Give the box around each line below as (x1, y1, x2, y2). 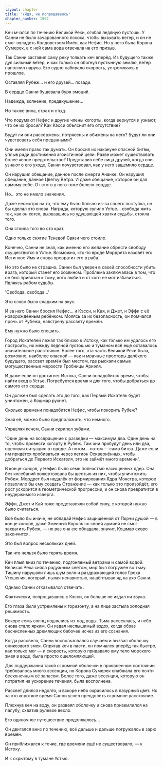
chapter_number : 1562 (5, 16, 49, 21)
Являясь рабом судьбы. (5, 280, 55, 286)
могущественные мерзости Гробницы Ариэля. (5, 364, 102, 369)
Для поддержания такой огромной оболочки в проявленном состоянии (5, 663, 155, 669)
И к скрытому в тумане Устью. (5, 756, 69, 762)
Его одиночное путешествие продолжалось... (5, 717, 101, 723)
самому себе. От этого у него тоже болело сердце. (5, 182, 112, 188)
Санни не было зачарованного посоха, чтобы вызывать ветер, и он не (5, 35, 152, 40)
